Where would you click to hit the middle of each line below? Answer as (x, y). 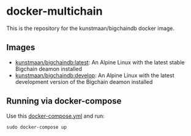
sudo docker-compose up (37, 127)
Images (21, 47)
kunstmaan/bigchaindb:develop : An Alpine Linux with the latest (95, 75)
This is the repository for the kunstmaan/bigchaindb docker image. (91, 28)
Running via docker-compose (64, 101)
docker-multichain (54, 11)
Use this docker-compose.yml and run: (56, 116)
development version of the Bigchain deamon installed (84, 81)
